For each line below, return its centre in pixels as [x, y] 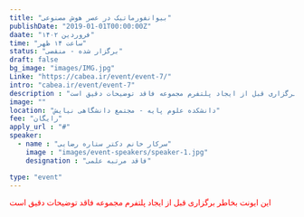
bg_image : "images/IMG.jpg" [62, 69]
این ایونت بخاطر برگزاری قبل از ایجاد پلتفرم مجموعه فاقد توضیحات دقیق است [140, 203]
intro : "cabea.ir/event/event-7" [72, 85]
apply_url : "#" [40, 127]
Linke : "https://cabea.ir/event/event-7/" [90, 77]
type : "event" [36, 177]
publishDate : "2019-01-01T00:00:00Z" [81, 26]
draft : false [34, 60]
